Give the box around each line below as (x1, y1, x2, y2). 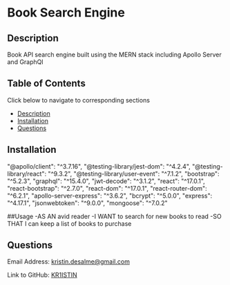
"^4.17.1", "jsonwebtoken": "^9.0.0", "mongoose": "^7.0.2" (7, 198, 168, 207)
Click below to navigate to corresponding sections (7, 96, 151, 104)
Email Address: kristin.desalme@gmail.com (7, 257, 130, 266)
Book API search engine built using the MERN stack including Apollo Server (7, 50, 222, 59)
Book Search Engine (7, 5, 126, 21)
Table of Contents (7, 78, 86, 89)
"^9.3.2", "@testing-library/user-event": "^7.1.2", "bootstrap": (48, 169, 220, 178)
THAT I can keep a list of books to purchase (7, 219, 132, 228)
